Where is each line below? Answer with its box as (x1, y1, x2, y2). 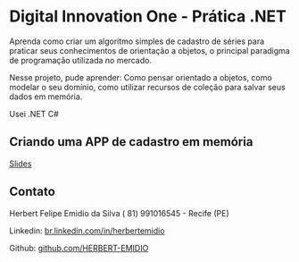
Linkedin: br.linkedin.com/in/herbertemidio (9, 225, 165, 236)
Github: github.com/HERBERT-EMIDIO (9, 242, 149, 253)
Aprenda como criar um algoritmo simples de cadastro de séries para (9, 36, 265, 46)
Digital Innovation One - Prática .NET (9, 6, 287, 27)
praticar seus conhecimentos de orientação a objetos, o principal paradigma (9, 45, 290, 55)
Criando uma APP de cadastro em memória (9, 134, 253, 149)
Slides (9, 158, 32, 169)
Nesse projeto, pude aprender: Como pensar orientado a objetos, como (9, 72, 272, 82)
